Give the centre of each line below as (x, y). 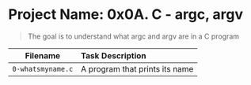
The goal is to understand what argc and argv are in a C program (133, 36)
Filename (43, 55)
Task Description (113, 55)
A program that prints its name (137, 68)
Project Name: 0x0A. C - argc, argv (126, 15)
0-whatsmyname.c (43, 69)
